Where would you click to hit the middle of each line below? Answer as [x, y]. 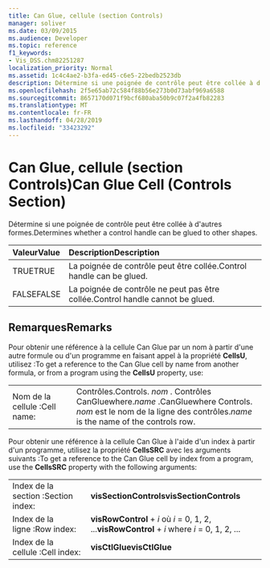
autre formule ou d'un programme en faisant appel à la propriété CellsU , [128, 355]
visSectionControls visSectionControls [166, 496]
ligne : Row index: [44, 529]
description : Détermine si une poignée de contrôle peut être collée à [131, 83]
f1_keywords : [30, 53]
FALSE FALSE [37, 294]
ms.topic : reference [43, 46]
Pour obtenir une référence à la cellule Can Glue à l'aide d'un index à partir [132, 441]
